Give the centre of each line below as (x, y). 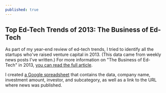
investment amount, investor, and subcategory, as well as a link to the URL (81, 80)
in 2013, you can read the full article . (55, 65)
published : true (22, 10)
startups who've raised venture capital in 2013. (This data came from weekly (83, 54)
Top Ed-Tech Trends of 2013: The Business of (77, 30)
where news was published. (34, 85)
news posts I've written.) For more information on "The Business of (74, 60)
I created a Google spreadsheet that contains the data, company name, (78, 75)
